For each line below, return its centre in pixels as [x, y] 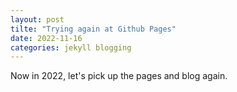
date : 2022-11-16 [46, 38]
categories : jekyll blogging [71, 47]
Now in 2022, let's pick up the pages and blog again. [119, 76]
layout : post [37, 19]
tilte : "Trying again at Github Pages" [93, 29]
